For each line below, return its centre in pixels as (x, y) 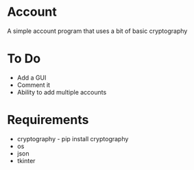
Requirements (48, 120)
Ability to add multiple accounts (62, 92)
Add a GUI (32, 77)
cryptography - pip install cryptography (73, 138)
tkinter (26, 160)
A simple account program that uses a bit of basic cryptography (97, 31)
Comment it (33, 85)
